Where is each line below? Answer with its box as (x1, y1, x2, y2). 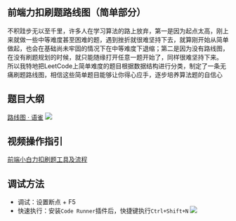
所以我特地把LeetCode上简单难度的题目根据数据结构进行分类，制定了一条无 (7, 62, 227, 70)
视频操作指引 (7, 135, 63, 147)
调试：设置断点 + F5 (17, 198, 76, 206)
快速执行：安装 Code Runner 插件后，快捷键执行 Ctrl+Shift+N (17, 206, 189, 215)
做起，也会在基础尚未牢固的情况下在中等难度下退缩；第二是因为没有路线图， (7, 44, 229, 53)
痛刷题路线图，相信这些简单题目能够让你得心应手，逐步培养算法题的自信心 (7, 70, 223, 79)
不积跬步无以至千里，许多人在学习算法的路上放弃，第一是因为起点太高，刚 (7, 27, 223, 35)
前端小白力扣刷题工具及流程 (7, 155, 88, 163)
